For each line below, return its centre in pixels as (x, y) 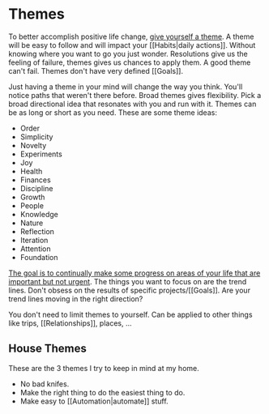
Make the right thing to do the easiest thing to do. (102, 392)
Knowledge (39, 214)
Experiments (41, 154)
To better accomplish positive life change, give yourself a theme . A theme (131, 36)
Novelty (33, 145)
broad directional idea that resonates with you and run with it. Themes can (132, 104)
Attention (35, 249)
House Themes (47, 349)
